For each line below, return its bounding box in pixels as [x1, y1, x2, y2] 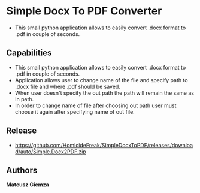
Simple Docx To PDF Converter [6, 4, 162, 18]
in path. [14, 95, 34, 102]
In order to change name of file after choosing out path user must [14, 102, 177, 109]
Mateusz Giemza [6, 181, 49, 188]
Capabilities [6, 48, 52, 58]
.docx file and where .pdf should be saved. [14, 83, 121, 90]
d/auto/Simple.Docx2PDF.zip [14, 148, 87, 155]
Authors [6, 165, 38, 175]
